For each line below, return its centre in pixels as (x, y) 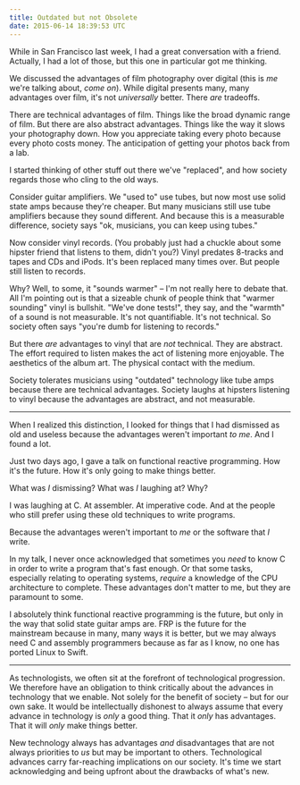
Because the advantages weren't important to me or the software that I (140, 532)
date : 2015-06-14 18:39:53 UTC (67, 26)
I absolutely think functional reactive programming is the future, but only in (146, 614)
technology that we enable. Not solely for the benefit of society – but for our (149, 696)
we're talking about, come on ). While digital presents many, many (129, 88)
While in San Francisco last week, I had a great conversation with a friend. (145, 51)
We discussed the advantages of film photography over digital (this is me (144, 78)
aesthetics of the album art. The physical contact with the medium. (132, 362)
